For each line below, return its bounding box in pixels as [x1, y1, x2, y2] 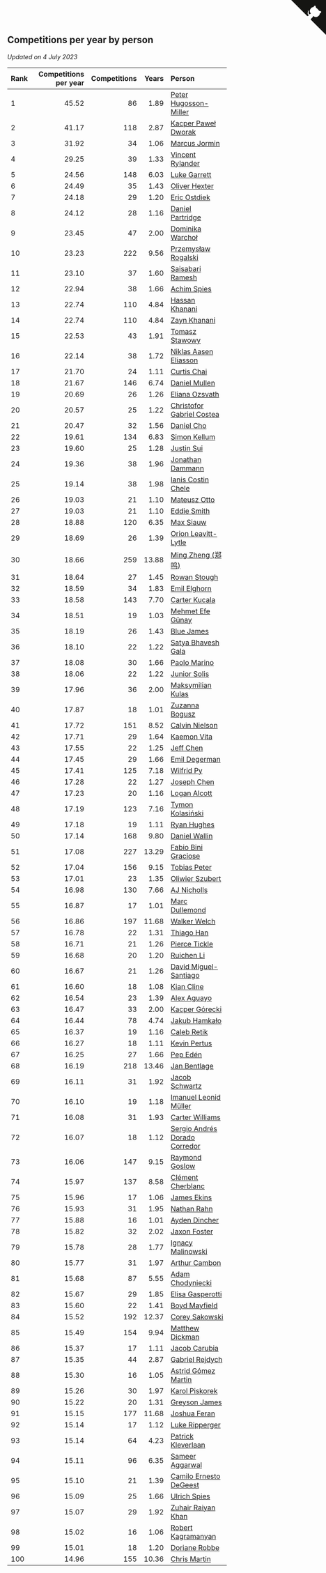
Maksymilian [170, 680, 212, 690]
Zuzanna [170, 700, 200, 710]
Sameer [170, 1451, 196, 1461]
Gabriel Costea [170, 409, 219, 419]
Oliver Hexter [170, 181, 214, 191]
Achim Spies [170, 284, 212, 293]
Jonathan [170, 454, 202, 464]
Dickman [170, 1332, 200, 1342]
